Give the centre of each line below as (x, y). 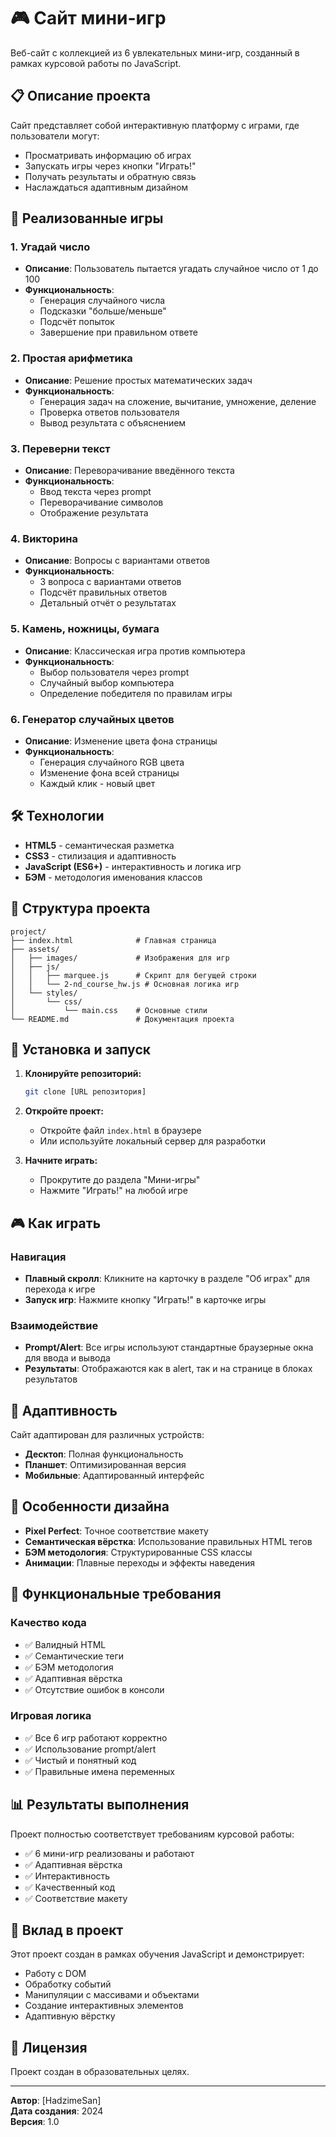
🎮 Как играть (56, 1223)
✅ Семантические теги (74, 1656)
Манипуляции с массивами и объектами (112, 1995)
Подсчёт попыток (77, 322)
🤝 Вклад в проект (67, 1930)
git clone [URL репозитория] (85, 1092)
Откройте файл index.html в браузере (120, 1131)
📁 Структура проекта (80, 908)
